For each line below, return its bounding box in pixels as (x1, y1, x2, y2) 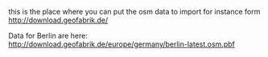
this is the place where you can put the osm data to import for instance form (8, 7, 261, 16)
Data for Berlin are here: (8, 31, 89, 40)
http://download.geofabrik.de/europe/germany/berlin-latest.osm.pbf (8, 39, 235, 49)
